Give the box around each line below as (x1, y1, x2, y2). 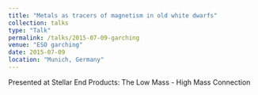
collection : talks (8, 19, 69, 27)
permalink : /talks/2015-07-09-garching (8, 33, 140, 42)
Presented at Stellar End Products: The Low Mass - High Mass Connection (8, 77, 251, 87)
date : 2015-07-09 (8, 48, 66, 56)
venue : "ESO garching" (8, 41, 83, 49)
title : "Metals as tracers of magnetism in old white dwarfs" (8, 11, 218, 20)
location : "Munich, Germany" (8, 56, 104, 64)
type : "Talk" (8, 26, 51, 34)
